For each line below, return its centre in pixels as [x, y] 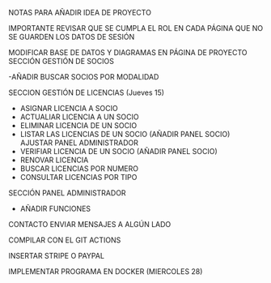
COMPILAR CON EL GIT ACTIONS [65, 240]
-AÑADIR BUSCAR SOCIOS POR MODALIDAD [84, 77]
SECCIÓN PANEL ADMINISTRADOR [68, 193]
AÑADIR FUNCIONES [55, 208]
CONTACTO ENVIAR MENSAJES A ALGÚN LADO [90, 224]
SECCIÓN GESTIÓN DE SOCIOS [61, 61]
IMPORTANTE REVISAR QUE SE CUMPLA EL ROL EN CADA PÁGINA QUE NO [136, 28]
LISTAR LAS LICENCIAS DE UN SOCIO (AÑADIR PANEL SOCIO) [125, 134]
